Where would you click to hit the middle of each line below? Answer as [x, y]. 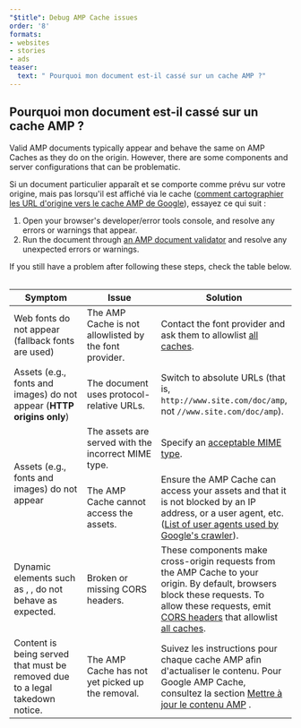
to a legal [33, 688]
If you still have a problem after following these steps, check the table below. [150, 266]
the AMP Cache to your [210, 572]
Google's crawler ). [200, 535]
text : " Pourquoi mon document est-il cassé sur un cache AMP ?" [142, 76]
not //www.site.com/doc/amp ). [222, 411]
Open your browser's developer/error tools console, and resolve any [148, 220]
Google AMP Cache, [203, 681]
